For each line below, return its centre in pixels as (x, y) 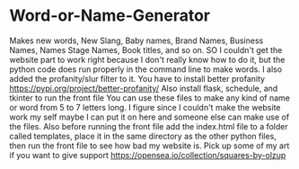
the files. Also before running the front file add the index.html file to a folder (149, 126)
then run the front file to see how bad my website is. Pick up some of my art (149, 146)
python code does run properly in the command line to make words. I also (146, 69)
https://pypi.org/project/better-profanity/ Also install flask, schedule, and (144, 88)
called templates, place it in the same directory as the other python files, (143, 136)
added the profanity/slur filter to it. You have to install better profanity (137, 78)
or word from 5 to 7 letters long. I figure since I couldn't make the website (145, 107)
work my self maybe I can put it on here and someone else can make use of (149, 117)
